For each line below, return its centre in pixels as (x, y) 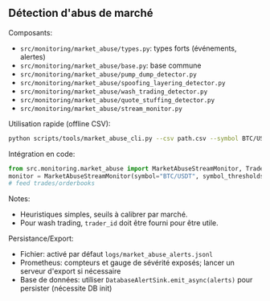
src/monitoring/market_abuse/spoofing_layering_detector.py (123, 83)
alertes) (33, 56)
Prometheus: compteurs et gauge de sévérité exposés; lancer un (127, 263)
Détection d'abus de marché (81, 13)
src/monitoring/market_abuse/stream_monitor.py (101, 109)
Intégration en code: (42, 154)
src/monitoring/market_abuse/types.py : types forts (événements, (128, 48)
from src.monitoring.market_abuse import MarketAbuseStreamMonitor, (125, 168)
